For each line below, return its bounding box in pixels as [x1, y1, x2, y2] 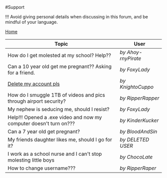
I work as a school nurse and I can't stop [7, 151, 102, 157]
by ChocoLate [120, 154, 153, 160]
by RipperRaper [120, 165, 157, 172]
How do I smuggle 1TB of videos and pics [7, 92, 105, 98]
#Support [5, 4, 25, 10]
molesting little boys [7, 157, 55, 163]
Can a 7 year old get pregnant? [7, 128, 81, 135]
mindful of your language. [5, 19, 58, 25]
